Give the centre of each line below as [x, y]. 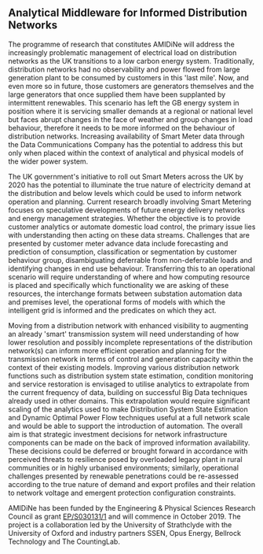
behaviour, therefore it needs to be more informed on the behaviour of [122, 127]
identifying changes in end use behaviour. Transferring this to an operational [131, 268]
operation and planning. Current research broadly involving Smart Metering [130, 201]
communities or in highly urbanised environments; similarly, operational [124, 467]
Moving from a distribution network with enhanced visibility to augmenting [128, 325]
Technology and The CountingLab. [64, 541]
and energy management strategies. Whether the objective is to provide [124, 218]
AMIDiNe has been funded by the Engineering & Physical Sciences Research [132, 508]
